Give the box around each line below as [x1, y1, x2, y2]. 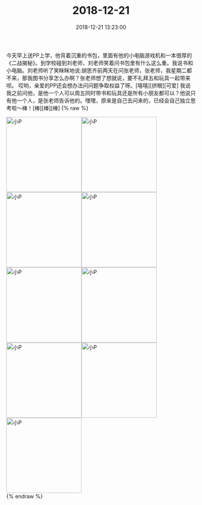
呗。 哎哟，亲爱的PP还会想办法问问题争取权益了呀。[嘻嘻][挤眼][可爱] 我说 [6, 82, 191, 89]
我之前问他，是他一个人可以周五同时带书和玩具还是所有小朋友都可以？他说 [6, 89, 191, 96]
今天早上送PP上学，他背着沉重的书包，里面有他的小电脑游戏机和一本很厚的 [6, 52, 192, 59]
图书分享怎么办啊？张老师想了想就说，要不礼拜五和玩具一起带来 [32, 74, 191, 81]
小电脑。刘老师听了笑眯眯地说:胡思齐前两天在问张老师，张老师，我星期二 [6, 67, 188, 74]
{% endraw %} [6, 492, 43, 500]
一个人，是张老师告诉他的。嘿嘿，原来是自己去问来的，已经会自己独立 [16, 97, 191, 104]
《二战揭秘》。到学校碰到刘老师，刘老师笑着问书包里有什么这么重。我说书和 [6, 59, 194, 66]
